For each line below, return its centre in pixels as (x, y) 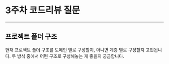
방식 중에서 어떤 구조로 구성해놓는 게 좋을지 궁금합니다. (71, 56)
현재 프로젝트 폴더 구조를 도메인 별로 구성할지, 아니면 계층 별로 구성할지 (75, 50)
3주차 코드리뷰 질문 (43, 10)
